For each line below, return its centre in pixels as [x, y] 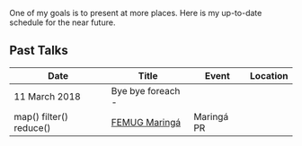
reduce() [32, 127]
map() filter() [41, 116]
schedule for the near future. [62, 22]
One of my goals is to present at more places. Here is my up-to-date [136, 13]
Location [269, 75]
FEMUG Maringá [146, 122]
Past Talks [39, 51]
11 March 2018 [47, 96]
